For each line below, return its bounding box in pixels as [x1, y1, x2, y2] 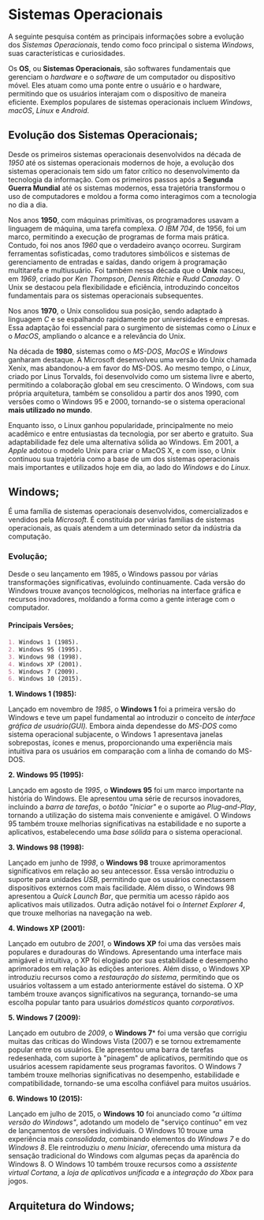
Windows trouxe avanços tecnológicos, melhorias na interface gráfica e [8, 586, 242, 595]
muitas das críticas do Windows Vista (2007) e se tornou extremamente [8, 1037, 242, 1046]
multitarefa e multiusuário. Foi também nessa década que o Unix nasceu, [8, 265, 246, 275]
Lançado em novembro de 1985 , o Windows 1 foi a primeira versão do [8, 704, 236, 714]
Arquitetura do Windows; [8, 1199, 136, 1213]
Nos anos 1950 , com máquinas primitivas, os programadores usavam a [8, 215, 239, 224]
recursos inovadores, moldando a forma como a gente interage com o [8, 594, 236, 603]
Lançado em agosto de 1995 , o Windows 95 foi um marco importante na [8, 786, 244, 795]
